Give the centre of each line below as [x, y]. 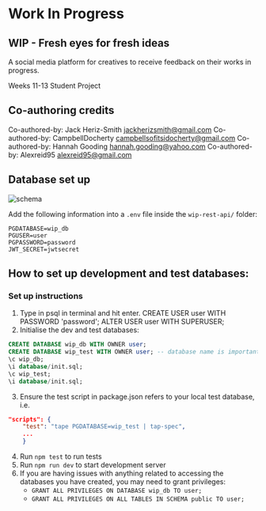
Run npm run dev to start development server [93, 465]
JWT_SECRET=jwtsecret [44, 249]
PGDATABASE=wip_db [38, 229]
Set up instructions [46, 296]
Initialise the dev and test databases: [80, 330]
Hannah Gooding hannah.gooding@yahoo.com [129, 146]
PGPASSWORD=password [42, 242]
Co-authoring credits [61, 110]
